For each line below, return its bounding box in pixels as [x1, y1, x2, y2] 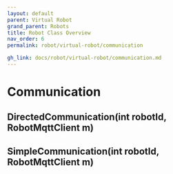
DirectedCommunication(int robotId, [7, 111, 167, 123]
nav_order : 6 [7, 36, 45, 43]
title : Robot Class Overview [7, 29, 91, 36]
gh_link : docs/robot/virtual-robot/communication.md [7, 54, 162, 62]
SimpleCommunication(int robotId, [7, 145, 160, 157]
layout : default [7, 10, 54, 17]
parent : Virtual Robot [7, 17, 72, 23]
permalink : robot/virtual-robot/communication [7, 42, 143, 49]
